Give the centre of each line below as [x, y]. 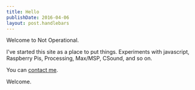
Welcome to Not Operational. [43, 40]
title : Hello [23, 12]
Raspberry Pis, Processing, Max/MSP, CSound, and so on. [79, 59]
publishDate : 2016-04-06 [38, 18]
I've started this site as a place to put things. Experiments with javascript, [98, 52]
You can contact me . [32, 70]
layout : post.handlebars [38, 23]
